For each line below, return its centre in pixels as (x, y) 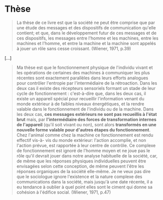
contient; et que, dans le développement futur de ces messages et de (86, 33)
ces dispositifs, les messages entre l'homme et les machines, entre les (87, 38)
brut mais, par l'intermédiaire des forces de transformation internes (86, 119)
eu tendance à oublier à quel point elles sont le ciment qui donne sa (84, 187)
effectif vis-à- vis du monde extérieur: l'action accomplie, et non (81, 140)
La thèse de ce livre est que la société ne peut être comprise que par (86, 22)
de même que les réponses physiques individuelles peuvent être (81, 161)
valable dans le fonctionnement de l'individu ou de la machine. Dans (85, 109)
